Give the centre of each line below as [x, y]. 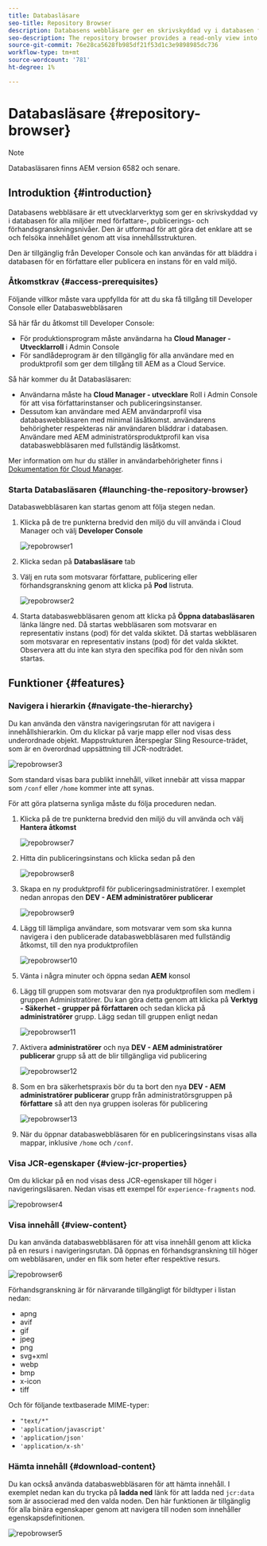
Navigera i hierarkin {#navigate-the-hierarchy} [101, 706]
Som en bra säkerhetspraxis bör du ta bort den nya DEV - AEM [123, 1087]
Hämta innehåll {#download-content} [82, 1467]
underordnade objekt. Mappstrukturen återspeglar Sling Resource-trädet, [128, 740]
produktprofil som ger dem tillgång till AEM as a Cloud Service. [122, 363]
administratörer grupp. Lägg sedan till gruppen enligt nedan [119, 1016]
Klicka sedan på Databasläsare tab [77, 562]
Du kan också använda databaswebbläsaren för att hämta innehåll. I [119, 1484]
